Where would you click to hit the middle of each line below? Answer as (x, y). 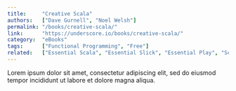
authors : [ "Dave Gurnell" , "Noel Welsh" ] (72, 20)
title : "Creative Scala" (50, 14)
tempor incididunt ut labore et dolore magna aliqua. (81, 80)
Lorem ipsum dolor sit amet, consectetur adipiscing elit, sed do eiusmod (112, 72)
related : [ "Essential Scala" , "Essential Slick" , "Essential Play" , (113, 53)
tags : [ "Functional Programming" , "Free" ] (78, 46)
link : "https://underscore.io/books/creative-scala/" (96, 33)
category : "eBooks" (38, 40)
